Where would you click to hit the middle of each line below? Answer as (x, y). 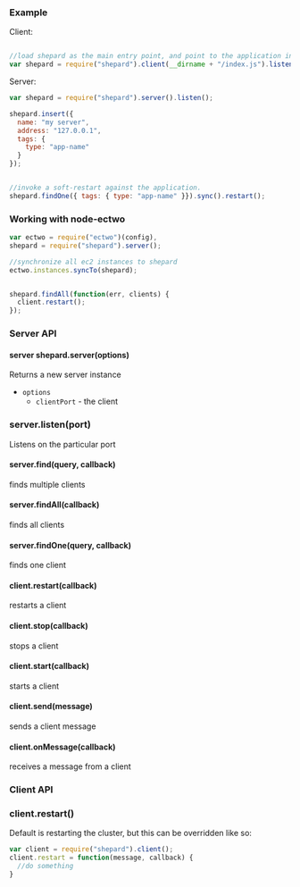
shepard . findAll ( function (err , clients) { (89, 294)
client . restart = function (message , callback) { (101, 858)
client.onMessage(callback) (62, 747)
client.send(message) (51, 707)
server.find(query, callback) (62, 464)
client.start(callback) (49, 666)
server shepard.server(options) (69, 355)
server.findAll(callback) (54, 505)
